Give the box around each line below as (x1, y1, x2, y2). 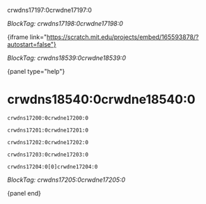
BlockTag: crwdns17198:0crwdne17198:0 (7, 19, 123, 27)
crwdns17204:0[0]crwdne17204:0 (7, 163, 98, 170)
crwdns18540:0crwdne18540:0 (7, 92, 196, 107)
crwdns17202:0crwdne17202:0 (7, 139, 89, 146)
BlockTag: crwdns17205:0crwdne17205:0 (7, 175, 126, 184)
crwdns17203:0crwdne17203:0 (7, 151, 89, 158)
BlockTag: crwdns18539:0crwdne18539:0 (7, 54, 127, 62)
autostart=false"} (7, 40, 57, 48)
